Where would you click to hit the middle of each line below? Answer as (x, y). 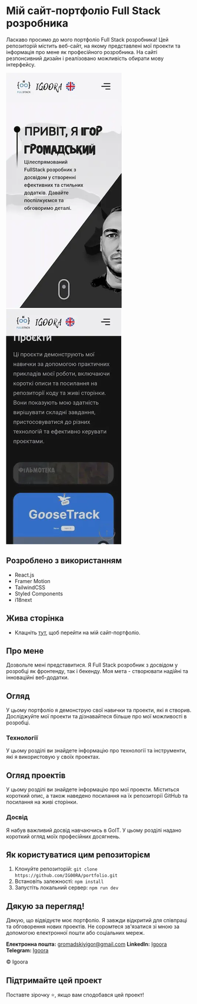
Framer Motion (33, 581)
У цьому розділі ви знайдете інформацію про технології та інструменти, (96, 751)
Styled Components (39, 593)
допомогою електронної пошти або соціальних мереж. (76, 933)
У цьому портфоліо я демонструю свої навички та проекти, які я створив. (99, 710)
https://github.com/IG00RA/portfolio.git (66, 876)
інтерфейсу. (21, 64)
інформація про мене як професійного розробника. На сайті (82, 52)
